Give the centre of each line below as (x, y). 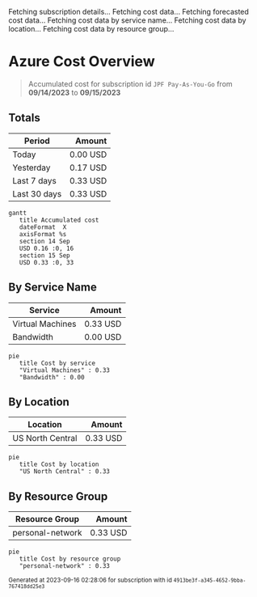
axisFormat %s (43, 234)
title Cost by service (57, 363)
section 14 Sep (44, 241)
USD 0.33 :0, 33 (46, 262)
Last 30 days (37, 193)
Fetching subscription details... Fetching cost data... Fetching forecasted (128, 12)
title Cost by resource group (70, 559)
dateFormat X (43, 227)
